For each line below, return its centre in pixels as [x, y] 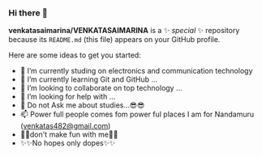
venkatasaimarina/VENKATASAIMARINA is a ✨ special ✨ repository [124, 31]
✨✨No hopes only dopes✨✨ [68, 143]
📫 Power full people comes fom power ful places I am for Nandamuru [137, 114]
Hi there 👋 [28, 13]
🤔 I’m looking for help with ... [68, 97]
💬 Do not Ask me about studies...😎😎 [82, 105]
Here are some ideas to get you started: [75, 55]
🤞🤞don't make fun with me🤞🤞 [69, 135]
